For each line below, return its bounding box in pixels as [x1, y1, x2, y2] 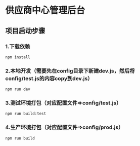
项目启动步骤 [5, 26, 45, 35]
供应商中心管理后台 [5, 5, 85, 16]
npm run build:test [5, 111, 46, 117]
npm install [5, 54, 30, 60]
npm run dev [5, 87, 30, 92]
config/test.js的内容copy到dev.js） [5, 75, 93, 82]
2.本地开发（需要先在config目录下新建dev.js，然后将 [5, 67, 135, 74]
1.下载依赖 [5, 43, 30, 50]
